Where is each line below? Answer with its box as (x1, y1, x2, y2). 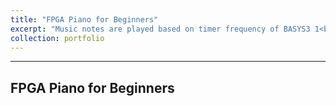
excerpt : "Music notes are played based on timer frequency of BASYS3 (10, 24, 311, 34)
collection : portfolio (10, 33, 105, 43)
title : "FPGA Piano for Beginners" (10, 14, 159, 25)
